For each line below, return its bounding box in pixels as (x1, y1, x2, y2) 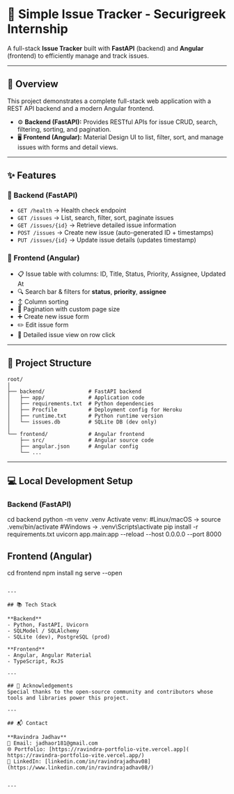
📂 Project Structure (7, 357, 92, 369)
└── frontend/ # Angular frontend (7, 430, 145, 437)
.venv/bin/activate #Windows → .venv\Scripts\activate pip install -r (7, 522, 198, 531)
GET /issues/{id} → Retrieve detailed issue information (17, 221, 176, 229)
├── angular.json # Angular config (19, 442, 139, 450)
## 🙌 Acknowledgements (7, 683, 73, 690)
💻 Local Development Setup (7, 475, 134, 487)
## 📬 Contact (7, 720, 49, 727)
